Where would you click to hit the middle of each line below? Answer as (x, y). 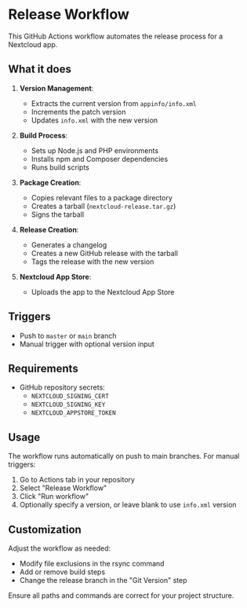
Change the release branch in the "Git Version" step (103, 580)
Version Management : (56, 88)
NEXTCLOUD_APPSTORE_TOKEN (73, 413)
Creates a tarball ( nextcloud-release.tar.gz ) (104, 206)
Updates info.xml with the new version (94, 120)
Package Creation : (50, 182)
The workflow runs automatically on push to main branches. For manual (124, 456)
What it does (40, 70)
